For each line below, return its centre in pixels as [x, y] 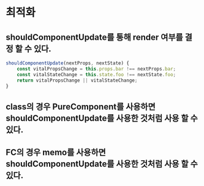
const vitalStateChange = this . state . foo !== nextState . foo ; [96, 74]
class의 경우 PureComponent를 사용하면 [81, 107]
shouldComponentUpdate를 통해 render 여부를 [94, 37]
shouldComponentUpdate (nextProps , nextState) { [68, 63]
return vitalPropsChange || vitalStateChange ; [77, 80]
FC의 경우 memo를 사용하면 [56, 153]
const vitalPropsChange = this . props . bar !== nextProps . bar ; [96, 69]
